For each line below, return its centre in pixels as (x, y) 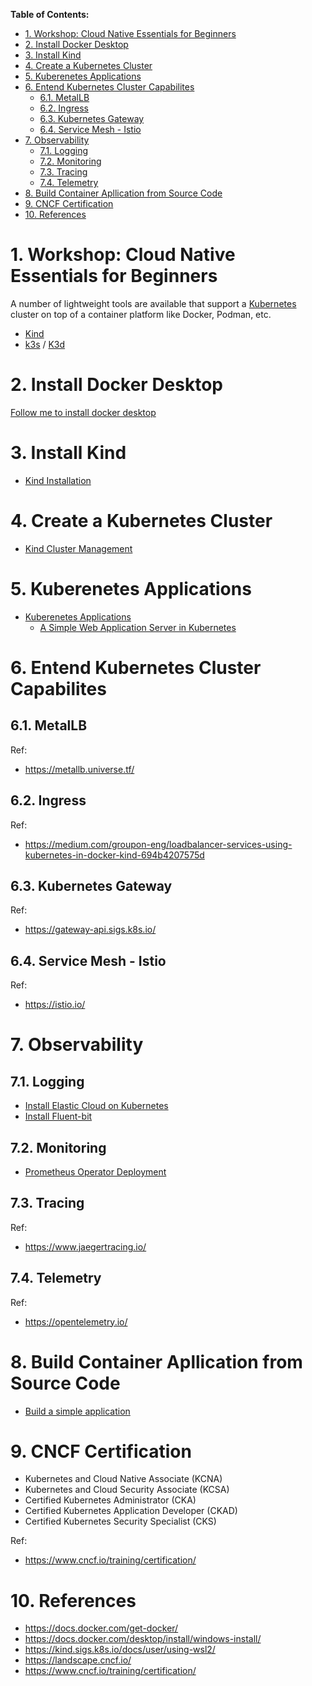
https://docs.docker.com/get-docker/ (101, 1628)
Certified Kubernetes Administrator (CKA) (110, 1500)
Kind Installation (58, 480)
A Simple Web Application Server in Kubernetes (138, 627)
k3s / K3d (45, 344)
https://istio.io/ (55, 1005)
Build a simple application (77, 1411)
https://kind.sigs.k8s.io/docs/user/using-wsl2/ (120, 1650)
